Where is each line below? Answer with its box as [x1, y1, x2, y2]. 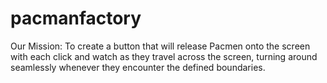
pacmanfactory [10, 7, 142, 30]
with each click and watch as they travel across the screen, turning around [10, 50, 318, 62]
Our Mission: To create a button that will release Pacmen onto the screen [10, 40, 311, 52]
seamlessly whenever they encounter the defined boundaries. [10, 61, 266, 73]
